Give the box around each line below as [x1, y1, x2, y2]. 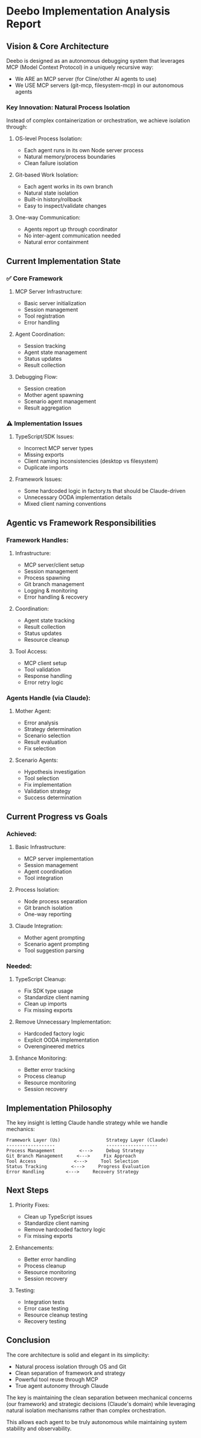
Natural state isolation [24, 189, 78, 197]
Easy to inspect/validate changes [24, 202, 107, 210]
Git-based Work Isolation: [14, 171, 79, 179]
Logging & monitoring [24, 587, 78, 594]
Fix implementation [24, 781, 72, 788]
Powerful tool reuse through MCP [14, 1376, 98, 1383]
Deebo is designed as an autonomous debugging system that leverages [6, 57, 185, 64]
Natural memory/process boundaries [24, 153, 116, 161]
